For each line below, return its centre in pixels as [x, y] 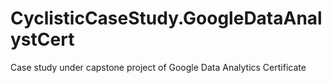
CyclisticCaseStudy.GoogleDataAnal [166, 18]
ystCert [42, 39]
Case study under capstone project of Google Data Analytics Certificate [158, 67]
